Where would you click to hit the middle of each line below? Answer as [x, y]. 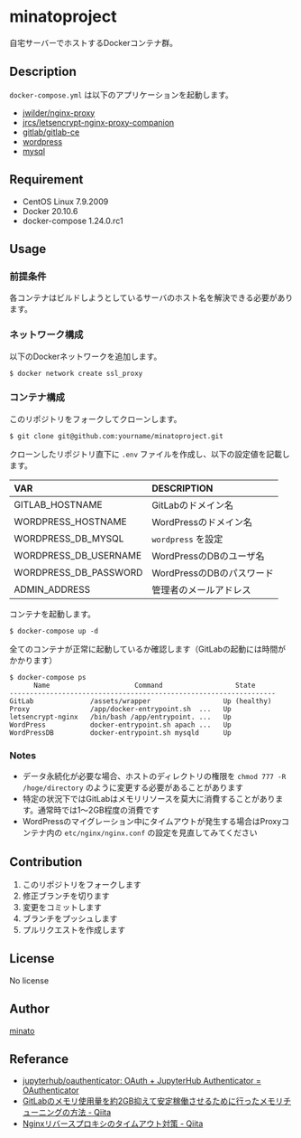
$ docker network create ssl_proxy [76, 373]
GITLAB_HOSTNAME [58, 504]
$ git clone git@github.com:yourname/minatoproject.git [116, 436]
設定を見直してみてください [206, 832]
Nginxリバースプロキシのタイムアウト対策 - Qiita [113, 1124]
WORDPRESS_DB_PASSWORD [78, 572]
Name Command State [144, 685]
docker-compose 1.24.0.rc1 [73, 221]
